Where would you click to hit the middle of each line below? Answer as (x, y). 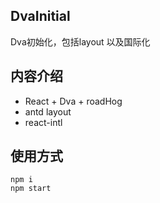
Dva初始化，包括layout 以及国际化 (80, 41)
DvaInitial (40, 16)
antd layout (48, 111)
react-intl (43, 122)
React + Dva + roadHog (73, 101)
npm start (31, 189)
